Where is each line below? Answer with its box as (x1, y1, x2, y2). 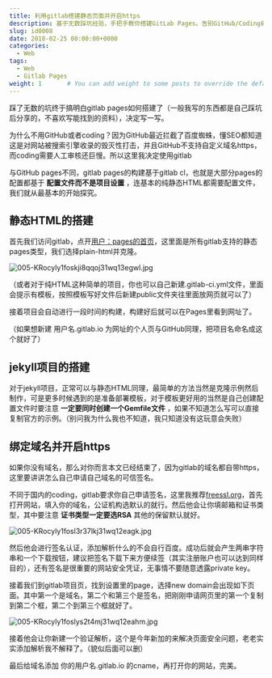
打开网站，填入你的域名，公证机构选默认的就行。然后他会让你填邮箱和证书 (9, 499, 257, 510)
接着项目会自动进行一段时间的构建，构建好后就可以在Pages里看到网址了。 (9, 307, 257, 316)
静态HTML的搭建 (9, 214, 94, 227)
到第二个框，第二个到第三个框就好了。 (9, 600, 136, 610)
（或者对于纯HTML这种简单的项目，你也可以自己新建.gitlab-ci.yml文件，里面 (9, 280, 264, 290)
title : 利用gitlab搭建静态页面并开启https (9, 11, 140, 20)
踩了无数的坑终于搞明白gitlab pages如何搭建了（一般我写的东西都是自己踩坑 (9, 103, 263, 112)
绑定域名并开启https (9, 439, 111, 453)
